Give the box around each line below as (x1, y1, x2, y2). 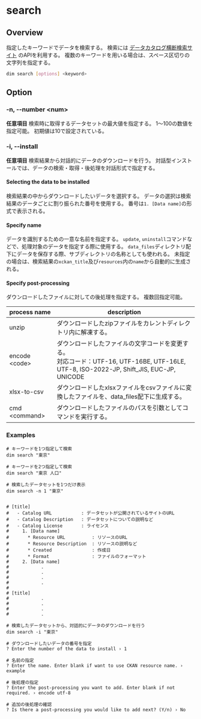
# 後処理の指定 (6, 680, 39, 686)
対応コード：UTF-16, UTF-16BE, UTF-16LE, (56, 357, 186, 365)
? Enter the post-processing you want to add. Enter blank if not (6, 684, 175, 691)
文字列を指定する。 (6, 59, 54, 66)
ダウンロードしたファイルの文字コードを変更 (56, 339, 183, 348)
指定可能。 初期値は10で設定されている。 (6, 127, 108, 135)
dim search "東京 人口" (6, 470, 62, 476)
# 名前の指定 (6, 657, 34, 663)
